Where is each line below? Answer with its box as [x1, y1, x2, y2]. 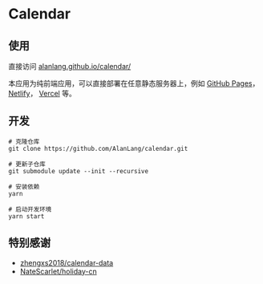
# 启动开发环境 [8, 205, 52, 213]
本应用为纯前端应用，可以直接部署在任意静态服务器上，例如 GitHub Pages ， [8, 79, 260, 88]
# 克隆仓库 [8, 137, 40, 145]
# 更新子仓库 [8, 160, 46, 168]
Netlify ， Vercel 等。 [8, 89, 76, 98]
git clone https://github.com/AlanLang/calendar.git [8, 144, 188, 152]
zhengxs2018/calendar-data [19, 258, 114, 267]
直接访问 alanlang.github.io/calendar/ [8, 62, 131, 71]
